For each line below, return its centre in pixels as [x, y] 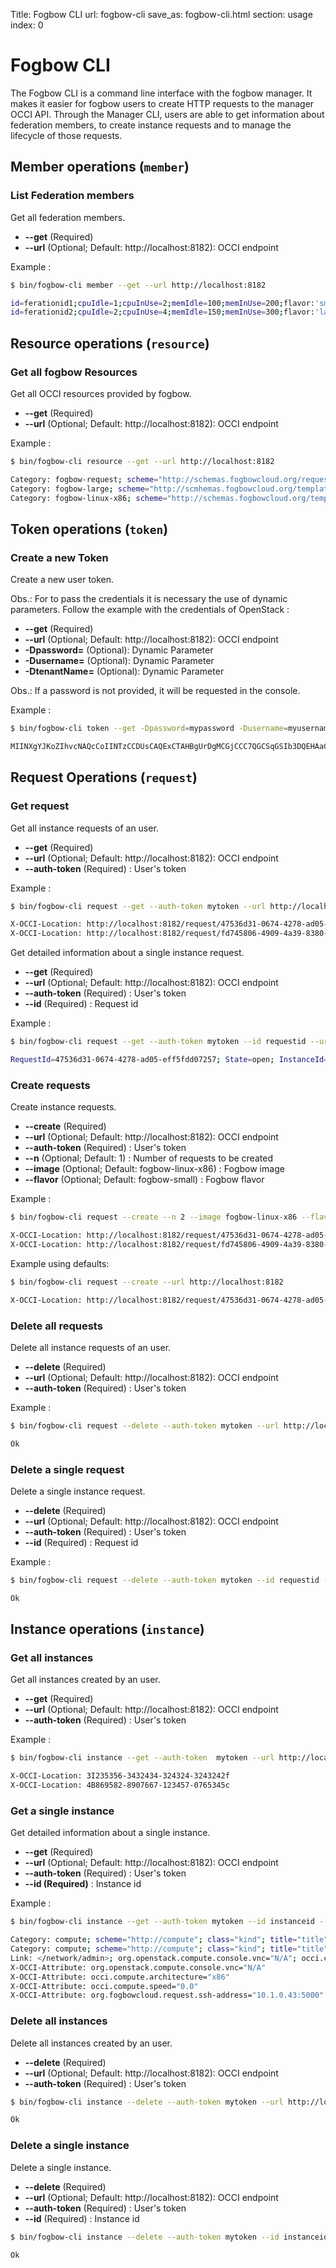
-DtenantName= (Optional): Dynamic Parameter [124, 671]
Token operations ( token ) [89, 529]
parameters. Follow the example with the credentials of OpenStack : [150, 610]
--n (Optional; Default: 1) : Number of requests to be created [148, 1158]
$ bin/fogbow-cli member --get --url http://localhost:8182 [138, 285]
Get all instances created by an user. [85, 1680]
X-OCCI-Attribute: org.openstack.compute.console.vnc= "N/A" [138, 1967]
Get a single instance [62, 1811]
